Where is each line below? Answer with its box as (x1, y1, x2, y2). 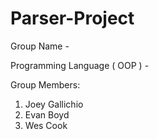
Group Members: (10, 78, 81, 91)
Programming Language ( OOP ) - (10, 59, 150, 71)
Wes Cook (24, 119, 68, 131)
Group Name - (10, 40, 70, 52)
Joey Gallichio (24, 98, 84, 110)
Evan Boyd (24, 108, 70, 121)
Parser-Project (10, 7, 135, 30)
